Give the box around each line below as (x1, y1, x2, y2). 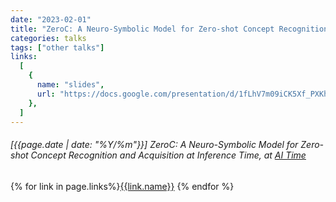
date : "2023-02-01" (10, 14, 92, 25)
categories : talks (10, 33, 87, 43)
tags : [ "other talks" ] (10, 42, 105, 53)
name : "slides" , (36, 80, 105, 90)
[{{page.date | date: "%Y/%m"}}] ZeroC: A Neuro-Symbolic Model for (10, 138, 299, 150)
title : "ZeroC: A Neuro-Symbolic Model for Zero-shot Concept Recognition (10, 24, 329, 34)
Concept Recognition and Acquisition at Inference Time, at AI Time (30, 149, 307, 161)
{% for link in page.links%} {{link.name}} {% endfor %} (10, 180, 235, 192)
